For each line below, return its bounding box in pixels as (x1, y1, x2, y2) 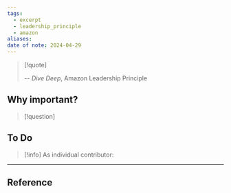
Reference (7, 177, 53, 189)
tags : (7, 10, 23, 17)
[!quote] (23, 61, 47, 69)
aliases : (7, 36, 32, 43)
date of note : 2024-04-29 (7, 42, 81, 49)
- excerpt (13, 16, 41, 23)
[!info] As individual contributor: (23, 150, 114, 159)
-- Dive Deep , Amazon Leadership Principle (23, 74, 148, 82)
